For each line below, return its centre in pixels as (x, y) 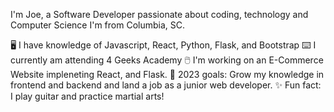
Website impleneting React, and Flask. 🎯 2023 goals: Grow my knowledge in (167, 74)
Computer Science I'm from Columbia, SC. (98, 25)
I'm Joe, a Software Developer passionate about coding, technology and (159, 14)
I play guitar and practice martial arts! (87, 96)
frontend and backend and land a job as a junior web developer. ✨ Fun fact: (166, 85)
